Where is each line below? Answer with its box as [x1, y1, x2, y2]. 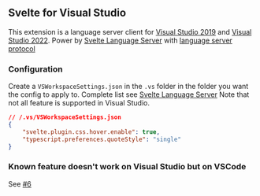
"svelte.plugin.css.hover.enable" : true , [22, 128, 160, 136]
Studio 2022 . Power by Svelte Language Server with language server [8, 35, 232, 45]
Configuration [8, 63, 63, 74]
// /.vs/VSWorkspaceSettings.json [8, 113, 122, 121]
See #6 [8, 179, 32, 188]
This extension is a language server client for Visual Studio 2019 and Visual [8, 27, 252, 36]
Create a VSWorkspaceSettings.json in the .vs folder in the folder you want [8, 82, 249, 91]
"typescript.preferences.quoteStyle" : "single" [22, 135, 181, 143]
